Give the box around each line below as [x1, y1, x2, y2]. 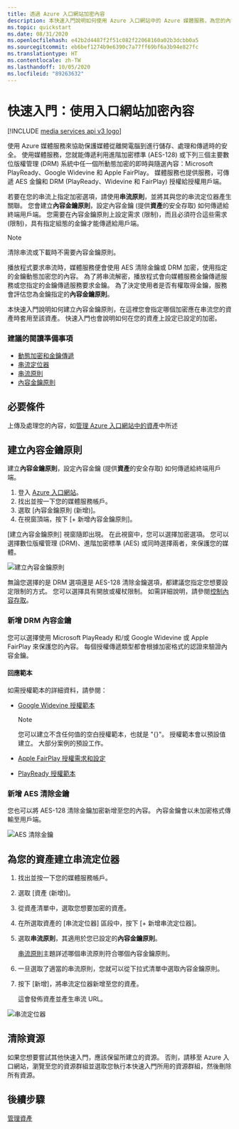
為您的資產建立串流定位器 [7, 853, 119, 865]
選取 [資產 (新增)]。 [17, 888, 75, 897]
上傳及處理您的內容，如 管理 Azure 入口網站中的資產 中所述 [7, 421, 178, 430]
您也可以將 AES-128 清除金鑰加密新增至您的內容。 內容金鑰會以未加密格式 [7, 806, 225, 815]
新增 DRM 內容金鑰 [7, 616, 72, 626]
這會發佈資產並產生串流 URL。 [17, 994, 107, 1003]
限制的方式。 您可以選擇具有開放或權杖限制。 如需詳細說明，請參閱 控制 [13, 587, 223, 596]
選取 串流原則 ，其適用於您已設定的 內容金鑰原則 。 [17, 934, 161, 942]
